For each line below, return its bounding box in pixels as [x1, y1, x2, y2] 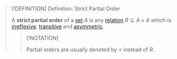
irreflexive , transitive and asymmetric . [11, 23, 105, 30]
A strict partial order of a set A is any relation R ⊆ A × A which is [11, 17, 172, 23]
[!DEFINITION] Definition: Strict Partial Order [11, 5, 121, 12]
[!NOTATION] [26, 35, 59, 41]
